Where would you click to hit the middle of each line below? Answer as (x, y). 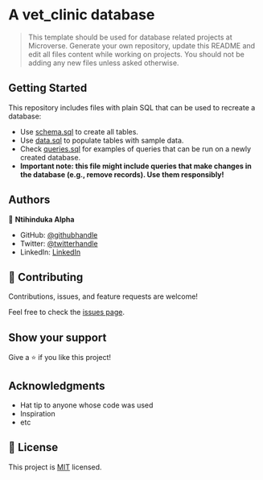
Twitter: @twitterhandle (59, 243)
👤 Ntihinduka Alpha (41, 219)
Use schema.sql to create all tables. (79, 131)
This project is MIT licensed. (55, 467)
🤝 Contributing (46, 277)
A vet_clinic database (82, 15)
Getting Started (48, 88)
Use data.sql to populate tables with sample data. (102, 140)
